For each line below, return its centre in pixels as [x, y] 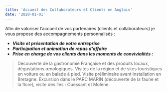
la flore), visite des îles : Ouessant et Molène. [64, 84]
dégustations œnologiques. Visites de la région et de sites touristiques [90, 69]
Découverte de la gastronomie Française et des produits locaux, [83, 63]
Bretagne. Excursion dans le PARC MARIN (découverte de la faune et [88, 79]
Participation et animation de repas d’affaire [60, 48]
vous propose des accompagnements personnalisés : [60, 34]
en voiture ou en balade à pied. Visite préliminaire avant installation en [89, 74]
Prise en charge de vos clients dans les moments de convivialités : [83, 54]
